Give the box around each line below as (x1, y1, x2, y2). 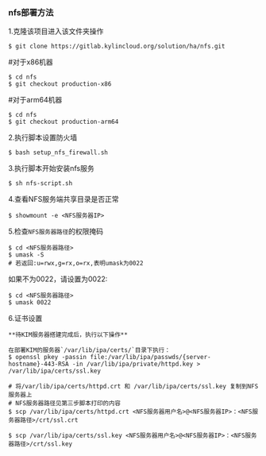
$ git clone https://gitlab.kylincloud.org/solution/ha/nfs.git (8, 42, 226, 51)
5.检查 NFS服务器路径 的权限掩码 (8, 226, 103, 236)
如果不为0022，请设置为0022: (8, 274, 108, 284)
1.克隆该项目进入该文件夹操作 (8, 26, 104, 37)
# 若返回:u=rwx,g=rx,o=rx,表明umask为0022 (8, 260, 144, 268)
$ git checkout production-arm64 (8, 118, 119, 126)
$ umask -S (8, 251, 44, 259)
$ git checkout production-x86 (8, 80, 112, 88)
